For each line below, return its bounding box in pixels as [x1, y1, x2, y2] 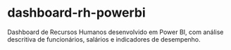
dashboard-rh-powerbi [7, 5, 146, 21]
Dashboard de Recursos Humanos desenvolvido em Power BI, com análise [7, 28, 224, 36]
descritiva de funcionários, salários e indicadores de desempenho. [7, 35, 201, 43]
